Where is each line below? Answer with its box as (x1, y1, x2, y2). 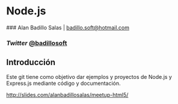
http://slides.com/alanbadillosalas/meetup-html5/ (6, 91, 129, 98)
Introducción (6, 57, 56, 68)
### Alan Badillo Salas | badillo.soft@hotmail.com (6, 24, 129, 31)
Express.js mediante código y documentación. (6, 79, 121, 87)
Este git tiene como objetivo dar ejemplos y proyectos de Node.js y (6, 73, 173, 80)
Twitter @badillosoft (6, 39, 67, 47)
